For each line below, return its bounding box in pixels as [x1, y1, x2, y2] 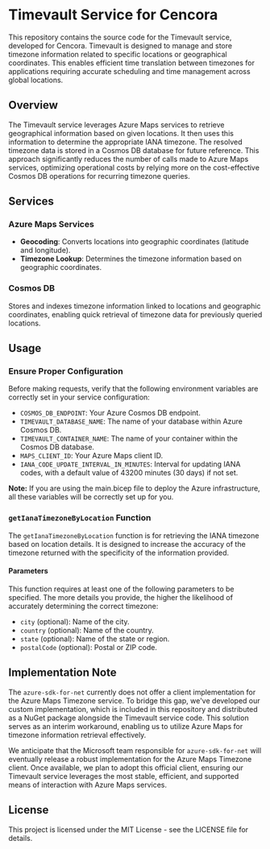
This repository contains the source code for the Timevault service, [8, 32, 232, 42]
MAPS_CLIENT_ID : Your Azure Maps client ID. [19, 451, 164, 461]
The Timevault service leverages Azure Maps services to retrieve [8, 119, 225, 130]
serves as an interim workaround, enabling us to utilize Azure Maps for [8, 721, 243, 731]
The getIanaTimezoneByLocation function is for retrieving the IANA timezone [8, 530, 260, 540]
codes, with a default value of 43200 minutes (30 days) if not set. [19, 468, 239, 478]
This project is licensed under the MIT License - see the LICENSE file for [8, 824, 248, 835]
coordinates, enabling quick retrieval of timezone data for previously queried [8, 309, 263, 319]
